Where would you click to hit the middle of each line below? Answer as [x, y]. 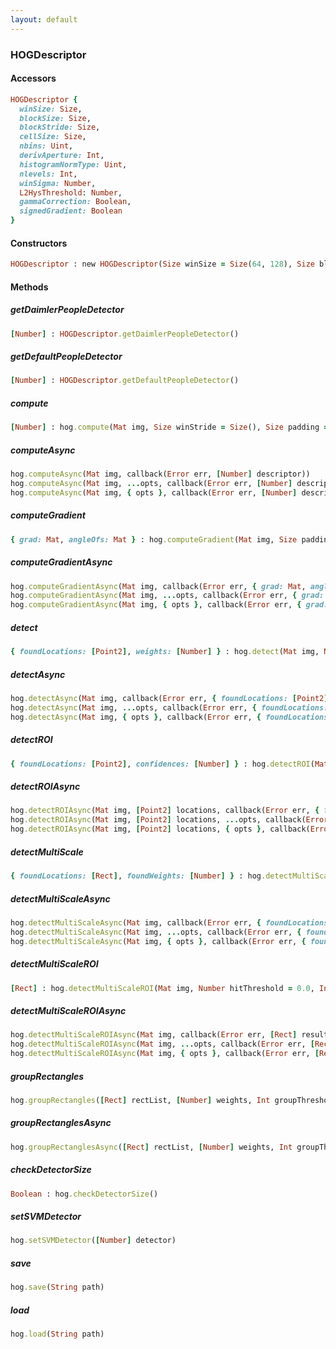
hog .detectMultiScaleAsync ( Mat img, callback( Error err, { [136, 922]
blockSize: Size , [55, 118]
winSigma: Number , [58, 183]
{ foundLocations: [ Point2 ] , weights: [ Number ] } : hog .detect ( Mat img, [165, 652]
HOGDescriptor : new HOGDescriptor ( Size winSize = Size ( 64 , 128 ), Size [162, 264]
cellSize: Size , [53, 137]
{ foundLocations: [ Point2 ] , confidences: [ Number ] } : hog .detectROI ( [162, 764]
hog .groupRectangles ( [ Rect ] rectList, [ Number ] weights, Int [140, 1100]
